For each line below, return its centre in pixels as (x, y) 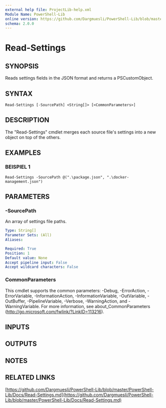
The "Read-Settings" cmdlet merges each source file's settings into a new (81, 132)
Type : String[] (21, 230)
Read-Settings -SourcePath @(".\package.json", (55, 177)
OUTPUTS (21, 344)
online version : (22, 19)
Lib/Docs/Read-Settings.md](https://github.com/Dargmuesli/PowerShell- (79, 395)
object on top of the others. (33, 137)
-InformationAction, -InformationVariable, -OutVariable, (90, 296)
